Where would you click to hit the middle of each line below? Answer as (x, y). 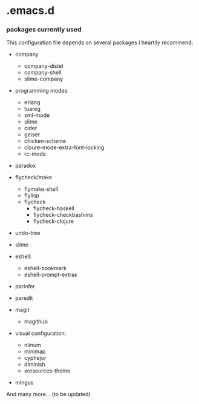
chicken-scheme (45, 141)
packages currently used (44, 30)
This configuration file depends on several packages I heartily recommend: (100, 42)
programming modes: (42, 91)
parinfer (25, 286)
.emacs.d (30, 11)
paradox (25, 166)
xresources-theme (47, 371)
